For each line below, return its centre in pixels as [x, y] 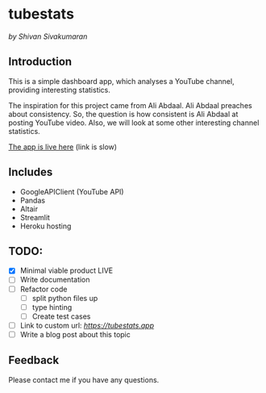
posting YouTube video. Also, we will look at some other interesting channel [134, 123]
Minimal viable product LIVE [66, 270]
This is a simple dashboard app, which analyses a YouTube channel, [122, 81]
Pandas [33, 200]
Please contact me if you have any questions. [84, 379]
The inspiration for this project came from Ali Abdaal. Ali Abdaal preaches [130, 105]
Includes [31, 172]
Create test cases [61, 316]
